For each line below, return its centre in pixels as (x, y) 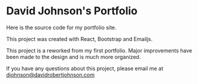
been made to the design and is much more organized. (74, 57)
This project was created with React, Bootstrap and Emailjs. (80, 39)
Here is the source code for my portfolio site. (61, 27)
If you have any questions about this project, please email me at (85, 68)
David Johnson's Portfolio (72, 11)
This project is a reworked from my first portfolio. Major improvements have (99, 50)
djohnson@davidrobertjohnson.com (50, 74)
